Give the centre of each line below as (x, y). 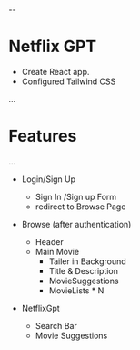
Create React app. (55, 71)
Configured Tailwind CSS (69, 81)
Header (50, 241)
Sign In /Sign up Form (76, 196)
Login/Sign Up (49, 179)
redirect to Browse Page (80, 207)
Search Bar (56, 325)
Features (43, 136)
